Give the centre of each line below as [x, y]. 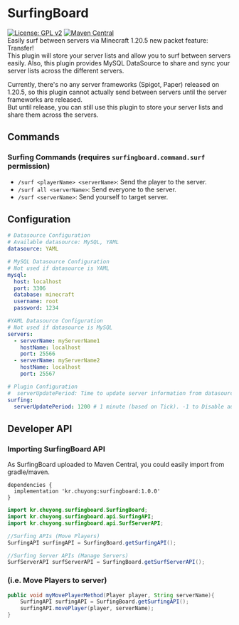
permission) [29, 167]
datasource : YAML [33, 249]
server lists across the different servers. [66, 70]
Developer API [40, 429]
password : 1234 [36, 308]
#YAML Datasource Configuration [55, 321]
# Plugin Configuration [43, 387]
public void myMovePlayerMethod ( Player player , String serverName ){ [111, 595]
